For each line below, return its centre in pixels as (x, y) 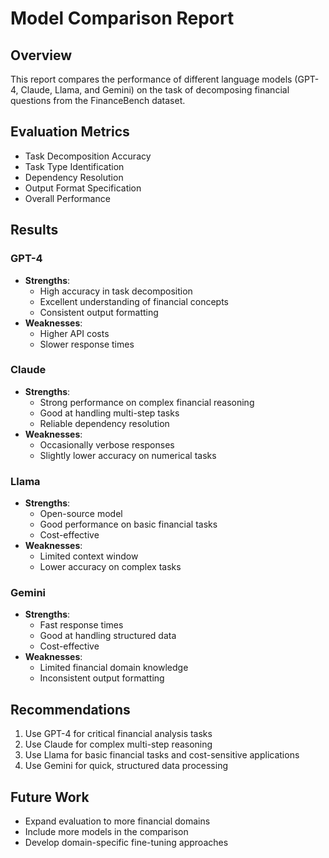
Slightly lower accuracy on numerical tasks (128, 455)
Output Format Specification (83, 188)
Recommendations (70, 709)
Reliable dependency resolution (104, 423)
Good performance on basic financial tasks (128, 524)
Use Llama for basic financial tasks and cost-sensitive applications (162, 755)
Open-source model (81, 514)
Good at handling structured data (108, 636)
